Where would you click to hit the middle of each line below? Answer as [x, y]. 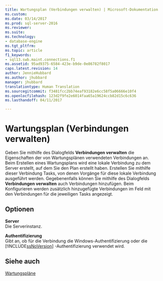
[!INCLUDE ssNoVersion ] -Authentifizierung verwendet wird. [65, 246]
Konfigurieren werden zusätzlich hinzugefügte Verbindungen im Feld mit [78, 189]
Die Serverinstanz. [24, 226]
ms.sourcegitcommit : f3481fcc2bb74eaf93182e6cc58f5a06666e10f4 [71, 91]
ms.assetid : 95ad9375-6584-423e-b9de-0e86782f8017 [58, 64]
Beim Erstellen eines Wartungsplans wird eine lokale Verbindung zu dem [78, 163]
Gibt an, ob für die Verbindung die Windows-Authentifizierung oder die [76, 241]
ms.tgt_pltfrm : [20, 46]
